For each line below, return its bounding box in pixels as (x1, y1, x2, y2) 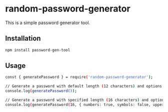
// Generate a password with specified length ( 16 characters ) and (5, 97, 149, 103)
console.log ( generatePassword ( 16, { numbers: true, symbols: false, (5, 102, 151, 107)
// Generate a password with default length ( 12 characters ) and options (5, 84, 162, 89)
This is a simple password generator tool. (5, 20, 90, 26)
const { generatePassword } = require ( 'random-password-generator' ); (5, 75, 153, 80)
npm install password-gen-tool (5, 47, 70, 53)
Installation (5, 34, 41, 43)
